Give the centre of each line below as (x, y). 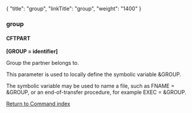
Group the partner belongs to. (43, 63)
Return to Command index (38, 104)
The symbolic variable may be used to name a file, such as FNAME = (90, 86)
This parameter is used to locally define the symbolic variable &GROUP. (94, 74)
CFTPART (18, 38)
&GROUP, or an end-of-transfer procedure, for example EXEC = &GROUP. (96, 92)
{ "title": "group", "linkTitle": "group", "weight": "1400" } (74, 9)
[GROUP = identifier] (32, 51)
